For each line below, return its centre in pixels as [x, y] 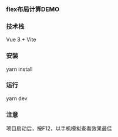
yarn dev [17, 98]
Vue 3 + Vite [21, 40]
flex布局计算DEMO [33, 9]
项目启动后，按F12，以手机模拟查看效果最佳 [59, 129]
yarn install [19, 69]
